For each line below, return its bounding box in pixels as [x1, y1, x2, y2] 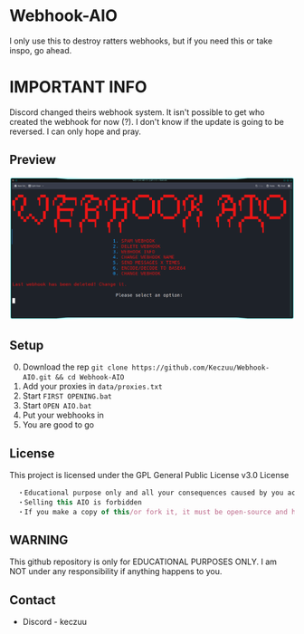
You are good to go [22, 419, 95, 430]
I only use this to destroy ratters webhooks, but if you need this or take [9, 35, 273, 46]
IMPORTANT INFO [9, 77, 147, 98]
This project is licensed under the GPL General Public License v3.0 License [9, 470, 290, 481]
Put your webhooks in [22, 409, 104, 421]
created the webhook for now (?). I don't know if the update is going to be [9, 116, 285, 127]
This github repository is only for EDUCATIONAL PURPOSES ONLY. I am [9, 556, 278, 567]
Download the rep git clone [22, 361, 128, 372]
